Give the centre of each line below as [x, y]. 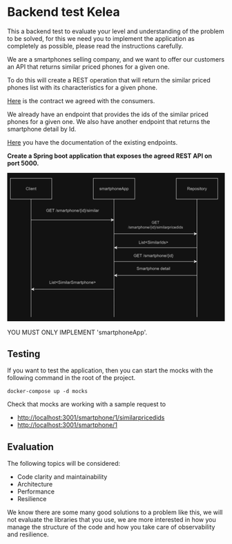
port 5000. [23, 163]
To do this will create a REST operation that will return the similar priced [109, 80]
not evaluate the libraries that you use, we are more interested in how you [112, 520]
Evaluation [30, 447]
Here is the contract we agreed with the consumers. [81, 100]
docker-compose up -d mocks [48, 392]
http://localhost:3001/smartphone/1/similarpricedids [91, 418]
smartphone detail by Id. [42, 129]
